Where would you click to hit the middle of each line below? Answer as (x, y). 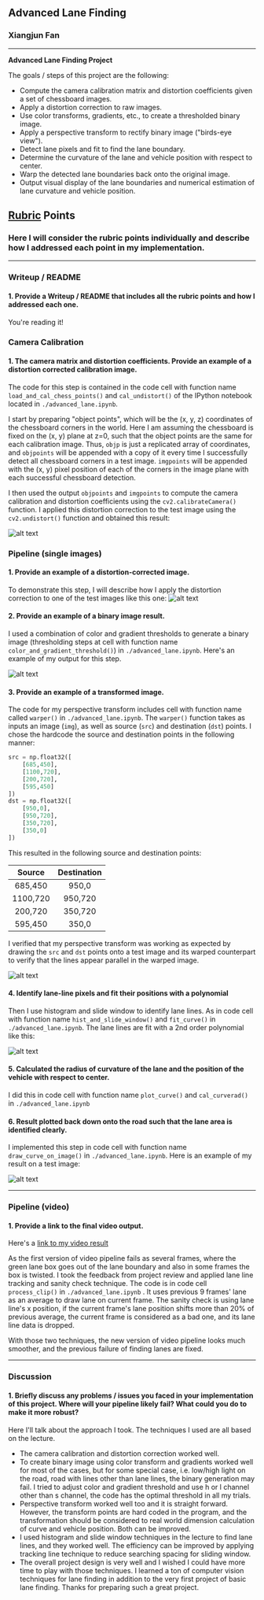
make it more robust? (44, 1412)
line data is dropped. (41, 1325)
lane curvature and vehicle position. (77, 190)
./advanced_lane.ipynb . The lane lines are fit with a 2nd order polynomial (126, 1027)
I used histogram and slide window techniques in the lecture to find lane (136, 1537)
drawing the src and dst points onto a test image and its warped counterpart (132, 952)
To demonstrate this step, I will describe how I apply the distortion (115, 589)
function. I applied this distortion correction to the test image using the (122, 509)
